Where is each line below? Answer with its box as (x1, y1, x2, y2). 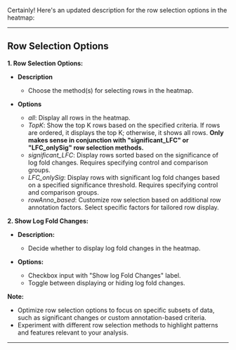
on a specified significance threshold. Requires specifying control (27, 181, 218, 189)
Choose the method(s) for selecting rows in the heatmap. (27, 86, 194, 94)
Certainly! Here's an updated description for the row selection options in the (7, 6, 228, 14)
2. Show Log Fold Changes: (7, 216, 89, 225)
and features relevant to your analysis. (17, 328, 129, 337)
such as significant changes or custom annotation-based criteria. (17, 313, 207, 322)
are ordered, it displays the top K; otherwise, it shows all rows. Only (27, 128, 224, 136)
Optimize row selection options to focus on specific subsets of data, (17, 306, 215, 314)
